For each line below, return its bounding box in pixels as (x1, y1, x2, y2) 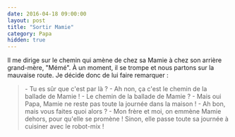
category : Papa (7, 30, 52, 37)
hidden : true (7, 37, 46, 44)
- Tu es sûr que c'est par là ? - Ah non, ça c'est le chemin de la (24, 85, 207, 93)
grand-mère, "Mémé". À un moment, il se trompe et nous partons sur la (7, 64, 215, 72)
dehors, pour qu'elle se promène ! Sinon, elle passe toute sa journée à (24, 114, 229, 124)
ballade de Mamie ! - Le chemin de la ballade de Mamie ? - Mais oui (24, 93, 222, 101)
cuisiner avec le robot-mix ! (24, 122, 104, 131)
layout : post (7, 17, 46, 24)
